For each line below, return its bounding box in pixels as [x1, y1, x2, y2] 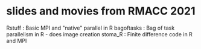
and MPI [6, 37, 27, 44]
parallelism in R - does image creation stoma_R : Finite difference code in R [6, 30, 193, 38]
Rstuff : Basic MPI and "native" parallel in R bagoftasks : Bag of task [6, 24, 175, 31]
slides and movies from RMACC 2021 [6, 4, 196, 18]
